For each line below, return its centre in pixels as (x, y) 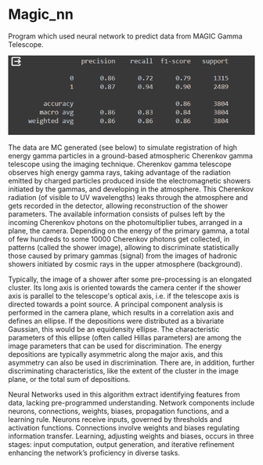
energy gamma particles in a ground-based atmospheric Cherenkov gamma (130, 156)
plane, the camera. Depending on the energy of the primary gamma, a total (129, 231)
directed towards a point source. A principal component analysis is (115, 304)
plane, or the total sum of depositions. (69, 380)
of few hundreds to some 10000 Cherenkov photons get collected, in (119, 239)
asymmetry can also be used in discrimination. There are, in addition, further (131, 363)
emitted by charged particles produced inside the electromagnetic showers (130, 181)
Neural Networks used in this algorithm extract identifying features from (124, 394)
